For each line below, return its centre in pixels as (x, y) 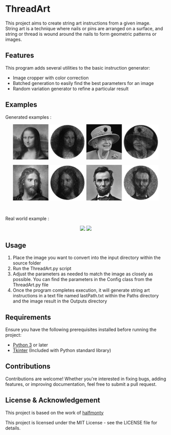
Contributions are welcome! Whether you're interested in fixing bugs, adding (86, 379)
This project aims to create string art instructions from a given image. (78, 23)
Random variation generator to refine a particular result (70, 89)
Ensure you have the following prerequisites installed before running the (81, 329)
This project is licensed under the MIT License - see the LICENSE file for (81, 422)
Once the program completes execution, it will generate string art (81, 290)
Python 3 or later (30, 345)
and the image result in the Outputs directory (60, 301)
